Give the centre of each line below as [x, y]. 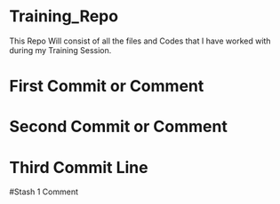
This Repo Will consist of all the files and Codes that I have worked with [140, 41]
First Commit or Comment [107, 86]
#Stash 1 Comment [44, 192]
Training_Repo [64, 16]
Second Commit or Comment [119, 127]
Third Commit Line [79, 167]
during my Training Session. [60, 50]
